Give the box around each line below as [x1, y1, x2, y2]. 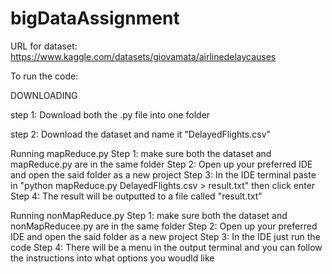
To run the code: [10, 70, 79, 82]
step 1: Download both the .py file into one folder [10, 108, 211, 121]
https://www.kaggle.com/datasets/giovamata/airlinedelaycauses [10, 50, 277, 62]
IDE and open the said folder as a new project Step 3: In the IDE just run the [10, 230, 321, 242]
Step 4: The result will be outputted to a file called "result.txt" [10, 190, 263, 202]
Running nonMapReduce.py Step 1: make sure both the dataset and [10, 209, 288, 221]
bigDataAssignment [10, 7, 180, 30]
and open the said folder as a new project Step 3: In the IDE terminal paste [10, 168, 317, 181]
